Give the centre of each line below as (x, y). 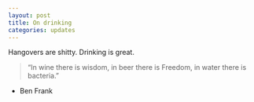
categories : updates (42, 30)
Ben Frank (36, 91)
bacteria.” (43, 76)
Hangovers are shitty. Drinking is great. (72, 53)
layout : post (29, 15)
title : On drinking (40, 23)
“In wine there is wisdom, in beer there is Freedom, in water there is (137, 67)
